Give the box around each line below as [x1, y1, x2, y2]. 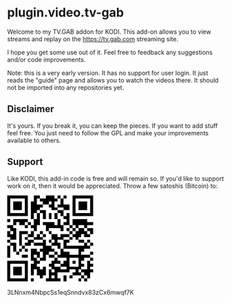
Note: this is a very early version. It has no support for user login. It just [7, 69, 208, 77]
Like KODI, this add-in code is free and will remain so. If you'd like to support [7, 174, 224, 183]
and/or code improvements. [7, 55, 86, 63]
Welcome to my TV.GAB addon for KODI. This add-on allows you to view [7, 27, 212, 36]
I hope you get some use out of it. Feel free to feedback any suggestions [7, 48, 213, 56]
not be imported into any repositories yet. [7, 83, 124, 91]
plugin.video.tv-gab [7, 5, 124, 21]
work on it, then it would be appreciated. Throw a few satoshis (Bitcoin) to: [7, 181, 218, 190]
